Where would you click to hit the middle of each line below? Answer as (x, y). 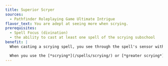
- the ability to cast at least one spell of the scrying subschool (82, 38)
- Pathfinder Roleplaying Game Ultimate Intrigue (62, 19)
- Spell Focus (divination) (39, 33)
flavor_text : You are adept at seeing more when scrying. (67, 24)
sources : (14, 14)
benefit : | (16, 42)
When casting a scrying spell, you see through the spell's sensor (81, 47)
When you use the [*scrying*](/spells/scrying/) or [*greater (76, 56)
